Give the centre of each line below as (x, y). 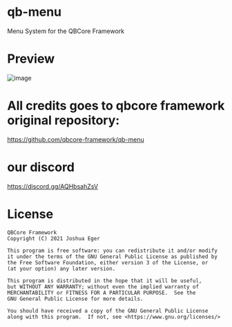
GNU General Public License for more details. (75, 299)
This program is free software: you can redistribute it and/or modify (112, 251)
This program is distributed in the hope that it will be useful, (105, 281)
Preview (31, 59)
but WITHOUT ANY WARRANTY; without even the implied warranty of (103, 286)
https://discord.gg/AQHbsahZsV (53, 186)
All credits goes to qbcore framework (116, 106)
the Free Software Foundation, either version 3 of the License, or (108, 262)
